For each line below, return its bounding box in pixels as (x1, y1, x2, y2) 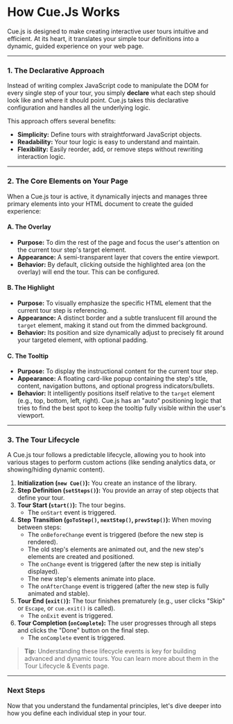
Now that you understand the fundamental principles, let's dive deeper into (7, 701, 222, 709)
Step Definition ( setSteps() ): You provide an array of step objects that (17, 486, 219, 494)
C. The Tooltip (7, 352, 49, 360)
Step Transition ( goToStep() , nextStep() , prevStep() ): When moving (17, 516, 212, 524)
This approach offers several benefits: (7, 117, 116, 126)
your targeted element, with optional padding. (17, 336, 148, 344)
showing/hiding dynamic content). (7, 465, 105, 474)
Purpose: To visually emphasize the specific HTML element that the (17, 299, 212, 307)
